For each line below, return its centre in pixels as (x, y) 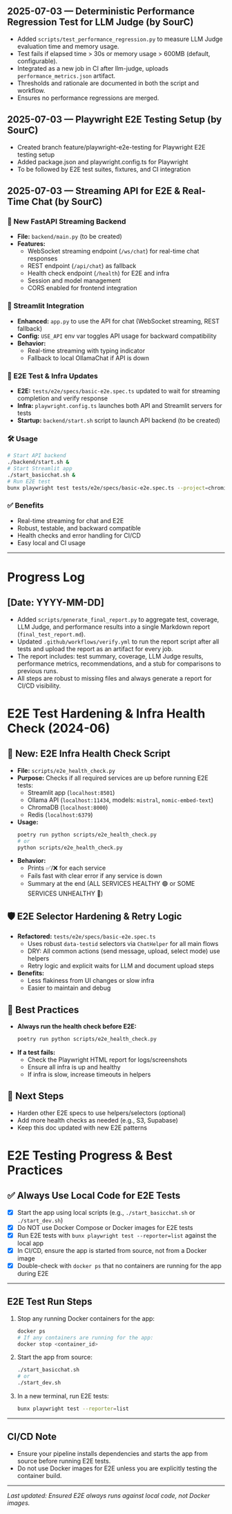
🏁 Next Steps (36, 1096)
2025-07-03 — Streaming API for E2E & (94, 191)
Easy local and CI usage (51, 542)
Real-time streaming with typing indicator (86, 350)
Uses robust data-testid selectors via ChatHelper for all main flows (123, 944)
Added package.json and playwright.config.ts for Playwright (103, 161)
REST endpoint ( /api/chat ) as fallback (82, 266)
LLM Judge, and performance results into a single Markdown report (114, 627)
